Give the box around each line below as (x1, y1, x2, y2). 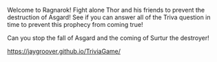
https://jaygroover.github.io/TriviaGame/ (7, 48, 121, 55)
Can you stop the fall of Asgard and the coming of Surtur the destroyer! (7, 34, 209, 42)
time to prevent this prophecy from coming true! (7, 21, 143, 28)
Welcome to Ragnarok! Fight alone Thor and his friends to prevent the (7, 6, 205, 14)
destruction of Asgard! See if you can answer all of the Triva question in (7, 13, 211, 21)
